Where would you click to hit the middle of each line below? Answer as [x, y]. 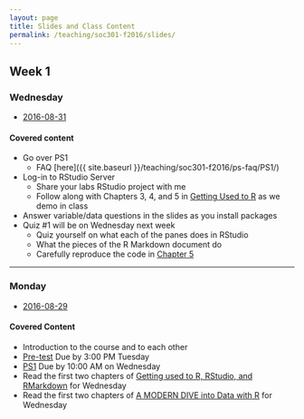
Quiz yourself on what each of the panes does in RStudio [142, 235]
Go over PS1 [45, 158]
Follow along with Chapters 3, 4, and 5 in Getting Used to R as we [158, 197]
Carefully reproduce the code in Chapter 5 [115, 254]
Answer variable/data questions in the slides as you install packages [150, 216]
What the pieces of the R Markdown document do [129, 245]
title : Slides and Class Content [72, 26]
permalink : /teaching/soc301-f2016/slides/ [93, 34]
